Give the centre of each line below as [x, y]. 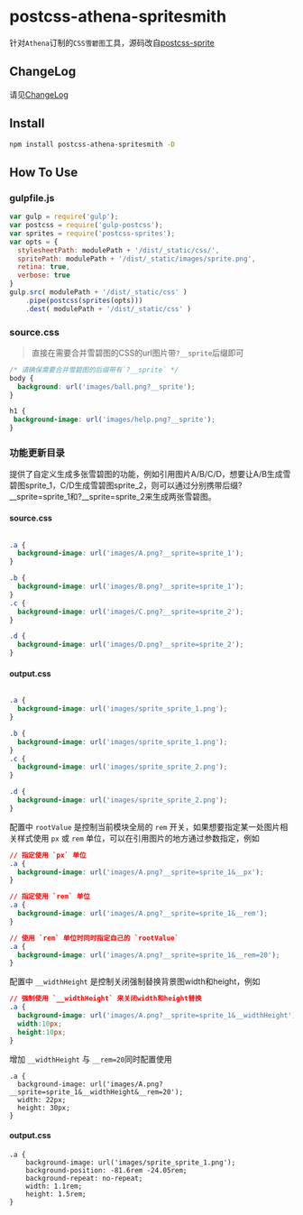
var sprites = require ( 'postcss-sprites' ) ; [92, 233]
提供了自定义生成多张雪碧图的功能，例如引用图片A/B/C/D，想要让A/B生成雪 [150, 474]
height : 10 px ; [42, 1032]
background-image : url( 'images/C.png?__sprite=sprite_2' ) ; [131, 612]
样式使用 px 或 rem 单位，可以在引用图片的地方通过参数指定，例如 [138, 838]
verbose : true [44, 276]
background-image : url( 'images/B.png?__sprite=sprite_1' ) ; [131, 587]
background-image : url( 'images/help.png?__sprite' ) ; [115, 420]
